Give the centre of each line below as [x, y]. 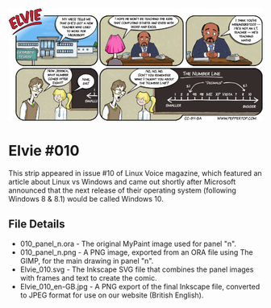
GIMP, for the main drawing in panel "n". [87, 260]
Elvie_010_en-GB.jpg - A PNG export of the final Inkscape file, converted [140, 286]
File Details [37, 225]
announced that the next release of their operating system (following [122, 190]
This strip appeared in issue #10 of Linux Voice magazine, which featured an [135, 173]
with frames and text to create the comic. [88, 277]
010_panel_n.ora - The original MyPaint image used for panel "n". [128, 243]
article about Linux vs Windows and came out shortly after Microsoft [122, 181]
